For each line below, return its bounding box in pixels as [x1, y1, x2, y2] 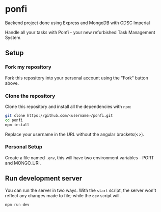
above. [5, 80, 19, 86]
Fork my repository [5, 64, 52, 71]
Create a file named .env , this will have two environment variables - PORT [5, 154, 154, 161]
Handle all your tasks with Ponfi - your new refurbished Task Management [5, 29, 156, 35]
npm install [5, 122, 29, 127]
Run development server [5, 174, 82, 183]
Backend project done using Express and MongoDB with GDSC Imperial [5, 20, 150, 26]
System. [5, 35, 22, 40]
